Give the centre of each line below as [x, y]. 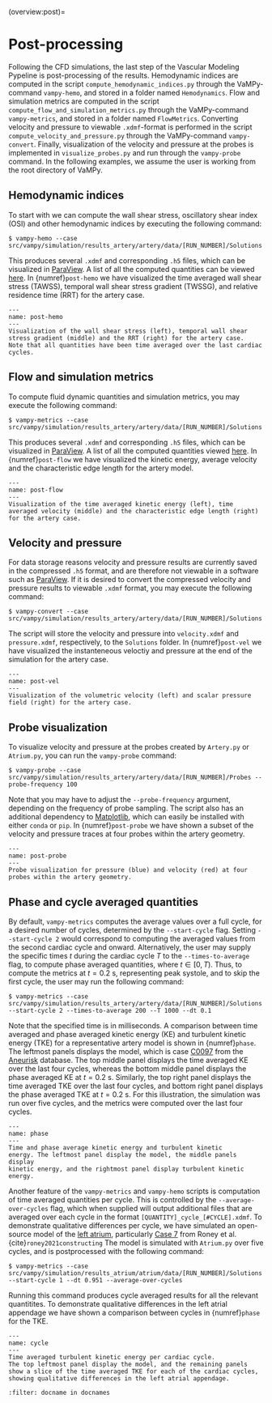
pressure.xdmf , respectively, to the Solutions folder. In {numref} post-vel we [135, 642]
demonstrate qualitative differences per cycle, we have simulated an [122, 1225]
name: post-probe [38, 856]
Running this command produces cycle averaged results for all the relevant [134, 1295]
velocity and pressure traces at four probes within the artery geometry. [127, 834]
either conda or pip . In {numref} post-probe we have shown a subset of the [131, 826]
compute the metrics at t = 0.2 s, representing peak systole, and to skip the [134, 973]
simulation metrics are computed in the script [84, 101]
